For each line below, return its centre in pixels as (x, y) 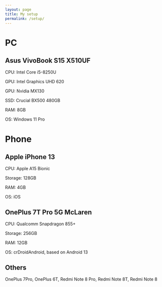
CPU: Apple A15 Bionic (27, 169)
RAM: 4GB (15, 187)
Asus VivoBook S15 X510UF (48, 61)
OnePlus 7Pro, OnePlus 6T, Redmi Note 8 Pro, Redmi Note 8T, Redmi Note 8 (81, 279)
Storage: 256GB (21, 233)
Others (16, 267)
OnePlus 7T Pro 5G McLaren (48, 212)
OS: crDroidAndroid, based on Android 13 (46, 252)
